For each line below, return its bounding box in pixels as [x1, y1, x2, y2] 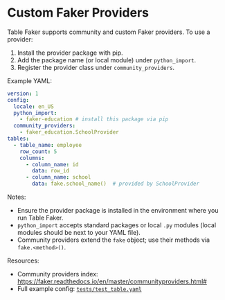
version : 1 [7, 90, 39, 97]
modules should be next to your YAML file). [17, 229, 141, 237]
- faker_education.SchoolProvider [19, 129, 119, 136]
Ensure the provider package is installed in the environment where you [17, 206, 219, 215]
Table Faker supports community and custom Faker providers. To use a [7, 28, 210, 36]
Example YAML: [7, 76, 52, 85]
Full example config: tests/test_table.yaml [17, 285, 142, 293]
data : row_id [32, 168, 70, 175]
